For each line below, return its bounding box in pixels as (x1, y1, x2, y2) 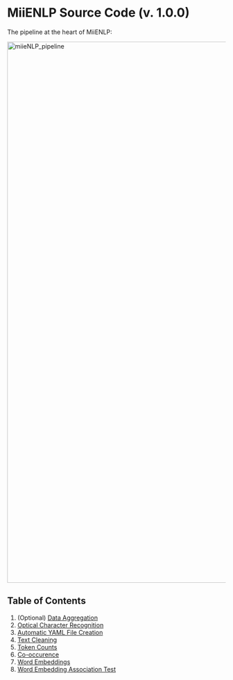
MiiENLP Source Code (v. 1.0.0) (7, 5, 190, 21)
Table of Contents (7, 595, 87, 607)
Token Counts (17, 643, 58, 651)
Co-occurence (17, 650, 60, 659)
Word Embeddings (17, 657, 71, 666)
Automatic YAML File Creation (17, 628, 103, 636)
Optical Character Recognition (17, 620, 104, 629)
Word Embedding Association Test (17, 665, 116, 673)
